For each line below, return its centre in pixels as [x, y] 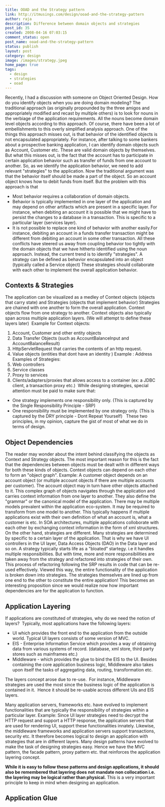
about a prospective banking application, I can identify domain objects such [82, 144]
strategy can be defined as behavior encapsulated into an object [78, 259]
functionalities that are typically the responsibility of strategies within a [77, 710]
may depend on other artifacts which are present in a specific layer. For [85, 207]
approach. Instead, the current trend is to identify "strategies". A [77, 254]
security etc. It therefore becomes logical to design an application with [77, 736]
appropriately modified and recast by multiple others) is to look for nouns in [82, 113]
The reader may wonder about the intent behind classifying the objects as [80, 454]
